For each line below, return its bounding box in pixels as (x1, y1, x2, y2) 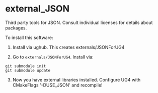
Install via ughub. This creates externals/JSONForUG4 (12, 44, 125, 50)
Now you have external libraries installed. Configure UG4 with (12, 76, 141, 82)
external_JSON (5, 3, 69, 14)
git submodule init (5, 63, 46, 68)
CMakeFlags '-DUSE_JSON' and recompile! (12, 82, 103, 88)
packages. (5, 24, 27, 30)
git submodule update (5, 68, 51, 73)
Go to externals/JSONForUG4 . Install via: (12, 53, 94, 60)
